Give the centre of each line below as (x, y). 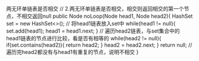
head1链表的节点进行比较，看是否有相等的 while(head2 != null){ (84, 38)
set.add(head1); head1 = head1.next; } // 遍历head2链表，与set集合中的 (93, 31)
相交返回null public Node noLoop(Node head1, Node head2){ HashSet (107, 16)
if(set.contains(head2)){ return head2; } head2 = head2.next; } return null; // (99, 45)
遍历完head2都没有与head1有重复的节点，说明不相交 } (72, 52)
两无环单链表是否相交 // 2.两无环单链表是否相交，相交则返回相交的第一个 (95, 9)
